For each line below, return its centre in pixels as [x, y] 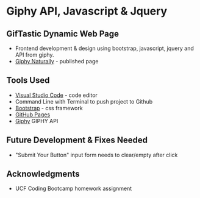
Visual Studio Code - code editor [56, 95]
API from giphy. [34, 55]
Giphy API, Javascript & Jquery [87, 11]
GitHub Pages [33, 115]
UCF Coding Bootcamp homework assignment [73, 189]
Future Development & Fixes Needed [77, 140]
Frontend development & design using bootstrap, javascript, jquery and [104, 48]
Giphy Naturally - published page [57, 61]
